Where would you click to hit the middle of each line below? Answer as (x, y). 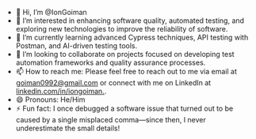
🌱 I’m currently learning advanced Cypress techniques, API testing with (132, 37)
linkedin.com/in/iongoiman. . (61, 91)
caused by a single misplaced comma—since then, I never (111, 120)
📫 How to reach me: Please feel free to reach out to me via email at (126, 71)
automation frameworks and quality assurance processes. (111, 62)
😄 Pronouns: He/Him (50, 100)
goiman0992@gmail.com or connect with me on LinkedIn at (113, 83)
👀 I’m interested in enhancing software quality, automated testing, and (130, 21)
